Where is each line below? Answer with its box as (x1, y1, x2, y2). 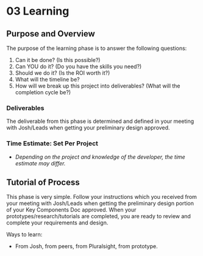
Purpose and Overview (6, 29, 96, 39)
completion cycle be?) (15, 89, 71, 95)
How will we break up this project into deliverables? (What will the (15, 82, 181, 89)
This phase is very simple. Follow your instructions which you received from (6, 193, 197, 201)
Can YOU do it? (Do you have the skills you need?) (15, 63, 142, 70)
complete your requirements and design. (6, 219, 109, 226)
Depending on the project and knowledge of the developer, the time (15, 153, 186, 161)
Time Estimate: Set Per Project (6, 139, 99, 148)
